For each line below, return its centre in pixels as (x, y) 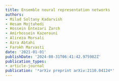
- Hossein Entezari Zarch (33, 29)
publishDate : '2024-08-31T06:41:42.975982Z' (53, 57)
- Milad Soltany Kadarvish (34, 19)
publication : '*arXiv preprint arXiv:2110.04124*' (60, 71)
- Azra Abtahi (20, 43)
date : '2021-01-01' (26, 52)
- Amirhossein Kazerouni (32, 33)
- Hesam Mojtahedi (25, 24)
